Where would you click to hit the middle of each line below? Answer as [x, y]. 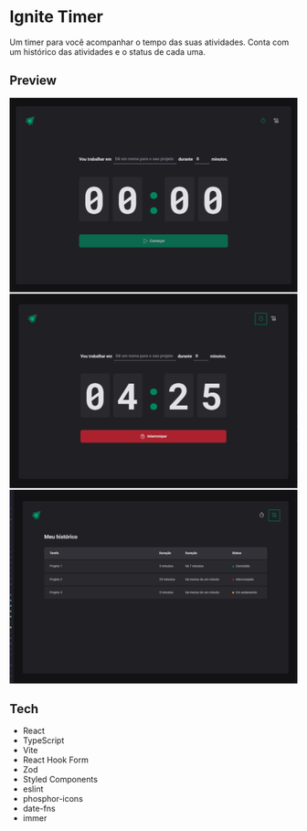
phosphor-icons [53, 799]
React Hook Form [55, 760]
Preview [33, 81]
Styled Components [60, 780]
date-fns [39, 809]
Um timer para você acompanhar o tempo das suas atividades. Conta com [149, 42]
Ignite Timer [56, 17]
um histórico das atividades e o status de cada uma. [107, 51]
